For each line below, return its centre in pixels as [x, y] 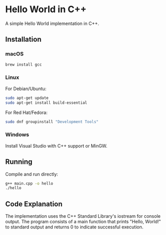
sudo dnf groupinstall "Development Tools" [52, 122]
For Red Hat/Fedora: [26, 112]
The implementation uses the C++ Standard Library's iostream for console [83, 216]
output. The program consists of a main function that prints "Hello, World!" [83, 222]
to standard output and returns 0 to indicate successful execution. [74, 227]
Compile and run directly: [32, 174]
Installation [23, 39]
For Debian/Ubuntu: [26, 89]
